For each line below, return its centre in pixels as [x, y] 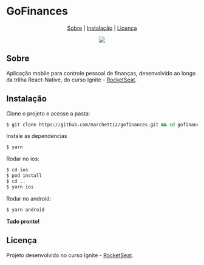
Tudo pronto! [23, 221]
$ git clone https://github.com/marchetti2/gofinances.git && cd [90, 125]
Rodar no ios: [23, 159]
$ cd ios [17, 170]
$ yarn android [25, 210]
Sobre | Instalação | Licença [102, 28]
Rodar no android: [29, 198]
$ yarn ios [20, 187]
